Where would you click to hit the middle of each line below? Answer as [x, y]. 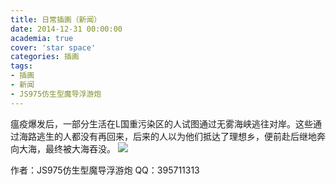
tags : [21, 66]
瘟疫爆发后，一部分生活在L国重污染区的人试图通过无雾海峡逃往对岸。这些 [161, 123]
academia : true [42, 38]
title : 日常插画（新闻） [56, 19]
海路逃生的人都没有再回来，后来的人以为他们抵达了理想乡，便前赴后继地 [167, 136]
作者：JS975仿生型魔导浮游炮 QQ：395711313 [105, 170]
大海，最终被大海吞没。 [67, 148]
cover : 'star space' [53, 47]
